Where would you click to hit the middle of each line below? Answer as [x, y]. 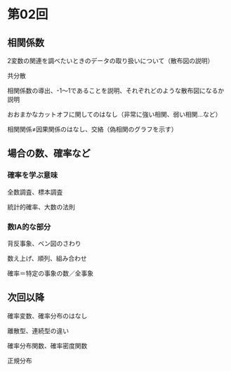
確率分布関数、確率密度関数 [47, 346]
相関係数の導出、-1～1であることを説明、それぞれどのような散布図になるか [116, 91]
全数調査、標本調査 [35, 192]
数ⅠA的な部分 [29, 227]
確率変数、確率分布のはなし [47, 315]
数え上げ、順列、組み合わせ [47, 258]
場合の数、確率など [49, 154]
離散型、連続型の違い [38, 330]
